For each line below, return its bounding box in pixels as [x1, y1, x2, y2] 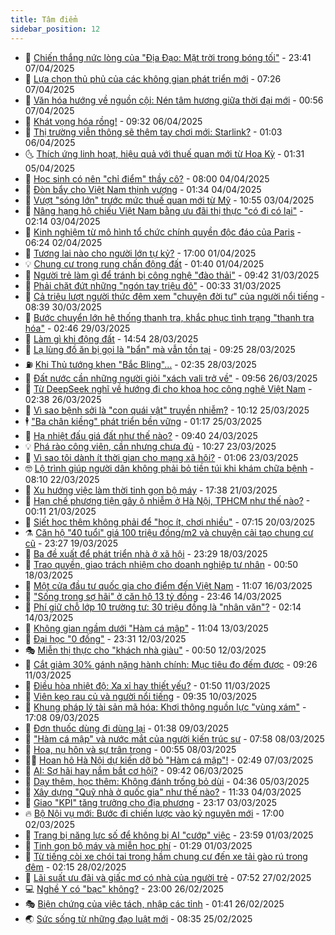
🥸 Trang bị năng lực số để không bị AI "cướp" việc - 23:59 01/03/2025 [24, 829, 314, 841]
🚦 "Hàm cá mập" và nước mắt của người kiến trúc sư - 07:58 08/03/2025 [24, 732, 325, 745]
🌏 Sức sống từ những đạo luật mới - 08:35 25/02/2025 [24, 912, 253, 925]
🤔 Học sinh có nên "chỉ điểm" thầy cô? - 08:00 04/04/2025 [24, 172, 270, 185]
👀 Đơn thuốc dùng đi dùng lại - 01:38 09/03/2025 [24, 722, 229, 734]
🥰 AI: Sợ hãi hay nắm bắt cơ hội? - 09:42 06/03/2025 [24, 764, 244, 776]
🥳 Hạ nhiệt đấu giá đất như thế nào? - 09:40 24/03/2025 [24, 429, 258, 441]
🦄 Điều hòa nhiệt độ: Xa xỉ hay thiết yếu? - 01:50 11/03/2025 [24, 679, 271, 691]
